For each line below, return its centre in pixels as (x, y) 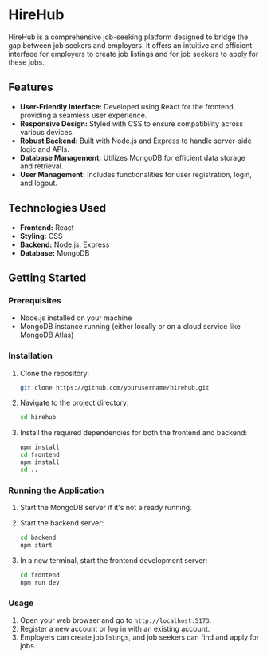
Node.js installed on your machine (76, 318)
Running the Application (56, 490)
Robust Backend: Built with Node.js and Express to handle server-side (136, 141)
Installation (31, 355)
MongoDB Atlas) (47, 335)
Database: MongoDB (55, 252)
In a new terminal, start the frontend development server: (114, 560)
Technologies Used (57, 208)
